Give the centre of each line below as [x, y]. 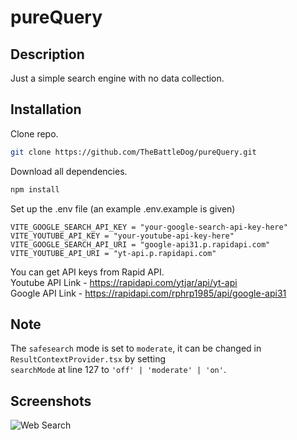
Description [47, 54]
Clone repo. [34, 133]
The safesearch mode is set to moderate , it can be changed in [136, 348]
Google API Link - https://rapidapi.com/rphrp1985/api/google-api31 [148, 293]
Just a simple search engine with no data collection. [117, 78]
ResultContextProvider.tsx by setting [88, 359]
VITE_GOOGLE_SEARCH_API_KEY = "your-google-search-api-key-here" [149, 227]
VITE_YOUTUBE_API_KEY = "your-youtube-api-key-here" [122, 236]
